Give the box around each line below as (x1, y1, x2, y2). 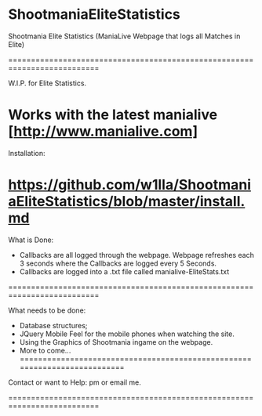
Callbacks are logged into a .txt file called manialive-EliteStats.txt (19, 266, 230, 276)
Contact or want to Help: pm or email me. (8, 378, 141, 387)
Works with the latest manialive (8, 106, 218, 124)
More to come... (19, 345, 71, 355)
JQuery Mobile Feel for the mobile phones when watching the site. (19, 329, 235, 338)
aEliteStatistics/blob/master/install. (8, 193, 246, 211)
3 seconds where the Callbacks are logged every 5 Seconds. (19, 259, 217, 268)
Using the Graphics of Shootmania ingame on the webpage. (19, 337, 213, 346)
